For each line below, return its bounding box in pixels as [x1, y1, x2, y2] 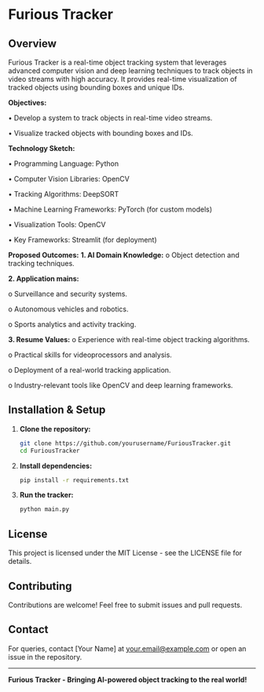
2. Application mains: [8, 274, 80, 283]
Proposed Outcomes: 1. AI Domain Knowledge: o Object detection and [8, 250, 240, 259]
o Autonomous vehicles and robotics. [8, 304, 129, 314]
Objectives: [8, 98, 47, 107]
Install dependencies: [19, 461, 93, 470]
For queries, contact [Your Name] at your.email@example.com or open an [8, 643, 247, 653]
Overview [8, 37, 57, 50]
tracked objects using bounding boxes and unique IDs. [8, 83, 185, 92]
